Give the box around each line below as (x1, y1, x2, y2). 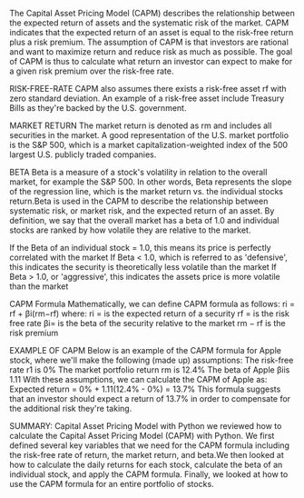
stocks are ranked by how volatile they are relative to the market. (9, 224, 251, 235)
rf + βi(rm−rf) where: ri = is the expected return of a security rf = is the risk (9, 308, 290, 319)
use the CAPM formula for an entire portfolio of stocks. (9, 479, 215, 489)
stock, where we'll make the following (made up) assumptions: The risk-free (9, 354, 294, 365)
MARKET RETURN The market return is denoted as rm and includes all (9, 120, 272, 131)
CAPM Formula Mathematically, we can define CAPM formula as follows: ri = (9, 299, 295, 309)
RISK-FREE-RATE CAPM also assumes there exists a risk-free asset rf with (9, 84, 288, 94)
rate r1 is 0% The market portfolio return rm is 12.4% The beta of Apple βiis (9, 364, 290, 375)
